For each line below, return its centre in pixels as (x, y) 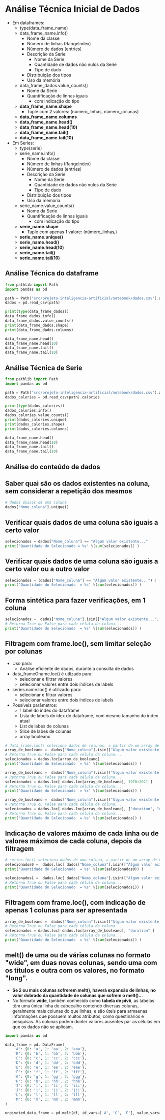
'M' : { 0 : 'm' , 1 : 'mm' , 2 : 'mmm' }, (50, 1100)
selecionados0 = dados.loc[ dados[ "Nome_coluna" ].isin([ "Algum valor (79, 865)
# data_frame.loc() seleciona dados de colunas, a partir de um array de (82, 745)
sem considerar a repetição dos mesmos (69, 491)
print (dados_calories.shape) (35, 424)
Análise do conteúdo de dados (53, 467)
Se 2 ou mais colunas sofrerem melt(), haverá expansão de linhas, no (84, 990)
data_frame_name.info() (44, 33)
